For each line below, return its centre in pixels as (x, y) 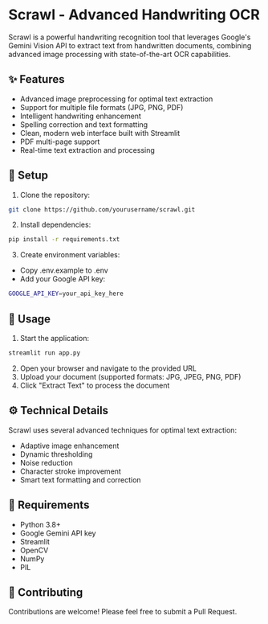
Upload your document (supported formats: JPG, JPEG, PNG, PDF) (130, 376)
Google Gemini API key (58, 533)
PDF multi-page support (60, 142)
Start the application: (55, 338)
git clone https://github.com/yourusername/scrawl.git (102, 209)
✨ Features (37, 79)
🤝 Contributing (46, 592)
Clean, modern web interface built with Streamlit (100, 133)
